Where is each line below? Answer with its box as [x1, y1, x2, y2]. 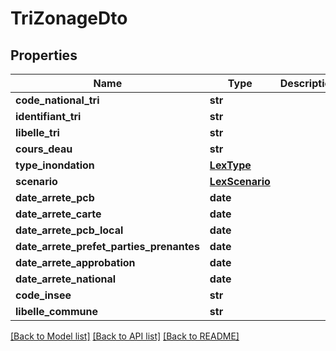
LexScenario [209, 175, 271, 188]
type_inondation [15, 158, 95, 172]
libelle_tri [15, 126, 60, 139]
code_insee [15, 288, 72, 302]
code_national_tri [15, 93, 100, 107]
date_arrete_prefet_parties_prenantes [15, 240, 200, 253]
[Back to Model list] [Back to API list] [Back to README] [10, 330, 240, 342]
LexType [209, 158, 252, 172]
